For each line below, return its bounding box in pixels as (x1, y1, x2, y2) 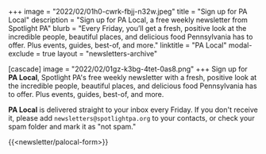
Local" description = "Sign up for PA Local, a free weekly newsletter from (8, 15, 249, 25)
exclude (8, 49, 34, 58)
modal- (228, 40, 253, 50)
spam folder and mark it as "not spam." (8, 122, 137, 131)
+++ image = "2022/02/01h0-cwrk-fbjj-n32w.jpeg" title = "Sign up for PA (8, 7, 248, 16)
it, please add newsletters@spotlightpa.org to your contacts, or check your (8, 114, 256, 122)
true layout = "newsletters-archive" (42, 49, 158, 58)
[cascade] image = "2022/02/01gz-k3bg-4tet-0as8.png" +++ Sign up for (8, 64, 248, 74)
